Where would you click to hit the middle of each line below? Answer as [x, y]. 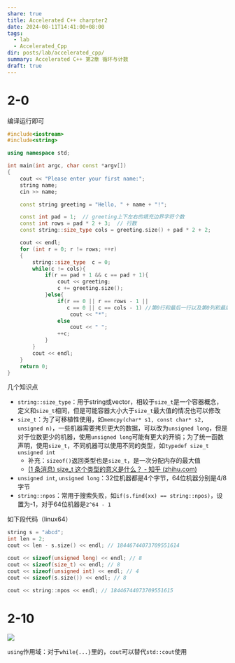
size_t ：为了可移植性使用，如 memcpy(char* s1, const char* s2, [111, 419]
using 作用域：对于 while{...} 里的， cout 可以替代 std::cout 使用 [97, 652]
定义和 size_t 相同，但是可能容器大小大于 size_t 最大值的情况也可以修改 [119, 411]
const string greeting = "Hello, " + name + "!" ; [94, 204]
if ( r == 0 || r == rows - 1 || [103, 301]
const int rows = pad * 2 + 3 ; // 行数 [78, 224]
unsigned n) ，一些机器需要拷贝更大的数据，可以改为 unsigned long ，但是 [122, 428]
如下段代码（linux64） [40, 519]
